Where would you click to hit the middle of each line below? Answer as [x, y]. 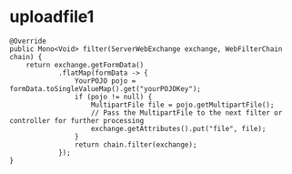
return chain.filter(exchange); [136, 144]
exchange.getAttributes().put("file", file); [178, 128]
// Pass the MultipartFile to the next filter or [186, 113]
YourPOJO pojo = [105, 81]
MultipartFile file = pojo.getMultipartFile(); [182, 105]
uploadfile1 [52, 17]
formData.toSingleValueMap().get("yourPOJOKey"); [106, 88]
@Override [28, 41]
